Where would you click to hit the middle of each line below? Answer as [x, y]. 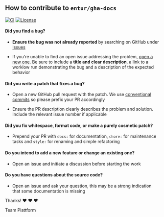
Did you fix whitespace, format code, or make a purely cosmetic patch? [79, 125]
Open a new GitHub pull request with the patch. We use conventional [82, 95]
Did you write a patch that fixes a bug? [45, 83]
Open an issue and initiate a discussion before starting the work [76, 164]
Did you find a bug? [25, 31]
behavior [21, 72]
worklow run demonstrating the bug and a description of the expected [83, 67]
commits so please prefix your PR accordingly [59, 99]
